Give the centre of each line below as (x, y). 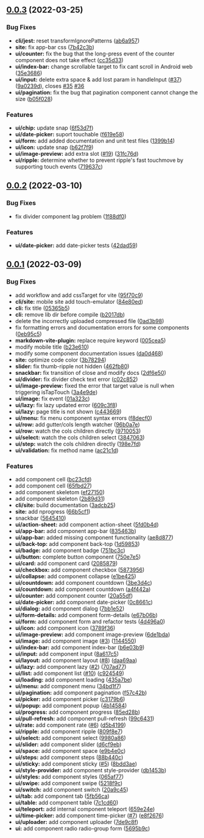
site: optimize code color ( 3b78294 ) (61, 360)
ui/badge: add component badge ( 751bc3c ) (70, 550)
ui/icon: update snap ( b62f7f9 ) (54, 147)
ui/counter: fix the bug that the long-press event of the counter (95, 54)
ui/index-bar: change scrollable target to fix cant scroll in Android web (104, 66)
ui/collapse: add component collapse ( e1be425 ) (76, 576)
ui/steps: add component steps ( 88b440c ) (69, 757)
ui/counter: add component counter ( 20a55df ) (74, 595)
